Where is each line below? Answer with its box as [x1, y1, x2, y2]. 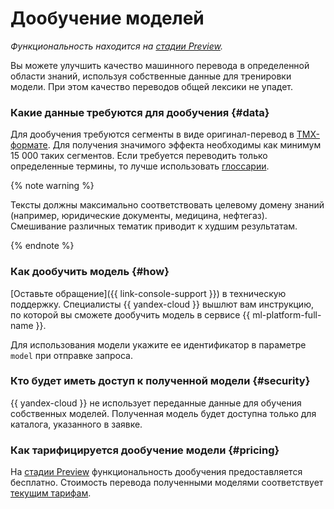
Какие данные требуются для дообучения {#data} [10, 105, 270, 119]
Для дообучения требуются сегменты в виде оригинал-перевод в [10, 128, 295, 141]
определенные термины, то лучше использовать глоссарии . [10, 160, 270, 172]
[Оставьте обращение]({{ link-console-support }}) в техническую [10, 287, 287, 299]
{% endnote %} [10, 240, 75, 252]
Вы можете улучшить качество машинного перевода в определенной [10, 59, 310, 71]
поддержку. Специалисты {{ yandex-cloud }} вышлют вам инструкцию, [10, 298, 314, 310]
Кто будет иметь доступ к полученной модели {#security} [10, 374, 311, 388]
